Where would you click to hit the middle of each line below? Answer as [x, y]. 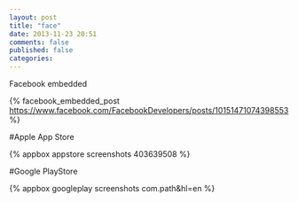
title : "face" [35, 26]
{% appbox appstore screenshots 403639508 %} [100, 154]
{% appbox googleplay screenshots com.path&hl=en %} [112, 188]
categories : [31, 58]
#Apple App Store [42, 137]
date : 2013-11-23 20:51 [53, 34]
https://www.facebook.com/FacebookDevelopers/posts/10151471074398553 [149, 110]
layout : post [33, 17]
